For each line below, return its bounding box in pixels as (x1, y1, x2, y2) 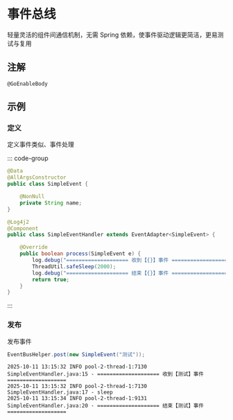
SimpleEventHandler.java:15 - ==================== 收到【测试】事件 (7, 371, 205, 378)
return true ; (32, 276, 70, 283)
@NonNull (19, 193, 45, 200)
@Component (7, 225, 39, 232)
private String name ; (19, 199, 82, 207)
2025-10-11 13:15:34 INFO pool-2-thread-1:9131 (7, 395, 148, 402)
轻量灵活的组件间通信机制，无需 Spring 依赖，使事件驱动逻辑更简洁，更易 (7, 30, 218, 39)
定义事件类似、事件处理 (7, 140, 74, 149)
